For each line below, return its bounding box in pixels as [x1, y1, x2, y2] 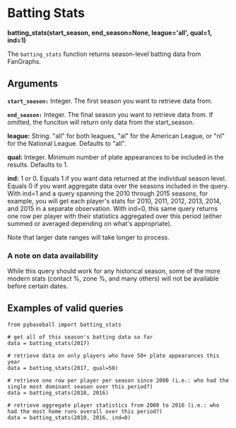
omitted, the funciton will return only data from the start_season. [7, 118, 194, 126]
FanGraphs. [7, 57, 41, 65]
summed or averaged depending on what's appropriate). [7, 219, 172, 227]
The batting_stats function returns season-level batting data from [7, 50, 201, 58]
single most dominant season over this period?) [7, 383, 153, 390]
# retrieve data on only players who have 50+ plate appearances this [7, 352, 220, 359]
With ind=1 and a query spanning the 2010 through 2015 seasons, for [7, 189, 208, 198]
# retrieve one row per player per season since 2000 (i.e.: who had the [7, 377, 230, 384]
